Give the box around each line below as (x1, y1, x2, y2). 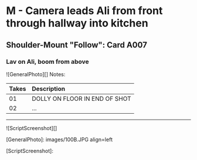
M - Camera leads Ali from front (6, 4, 163, 18)
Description (32, 84, 66, 93)
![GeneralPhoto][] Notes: (6, 70, 66, 77)
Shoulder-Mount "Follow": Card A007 (6, 40, 148, 50)
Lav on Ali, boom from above (6, 57, 89, 66)
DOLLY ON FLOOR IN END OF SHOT (32, 94, 131, 103)
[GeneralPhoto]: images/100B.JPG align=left (6, 136, 113, 143)
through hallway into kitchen (6, 16, 148, 30)
